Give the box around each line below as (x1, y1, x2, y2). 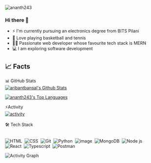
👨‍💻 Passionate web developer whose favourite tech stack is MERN (12, 40, 147, 46)
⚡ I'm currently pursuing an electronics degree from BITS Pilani (12, 28, 139, 34)
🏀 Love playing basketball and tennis (12, 35, 86, 41)
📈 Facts (5, 62, 30, 71)
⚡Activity (5, 104, 23, 110)
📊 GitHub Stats (5, 78, 36, 84)
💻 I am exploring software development (12, 46, 93, 52)
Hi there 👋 (5, 17, 29, 23)
